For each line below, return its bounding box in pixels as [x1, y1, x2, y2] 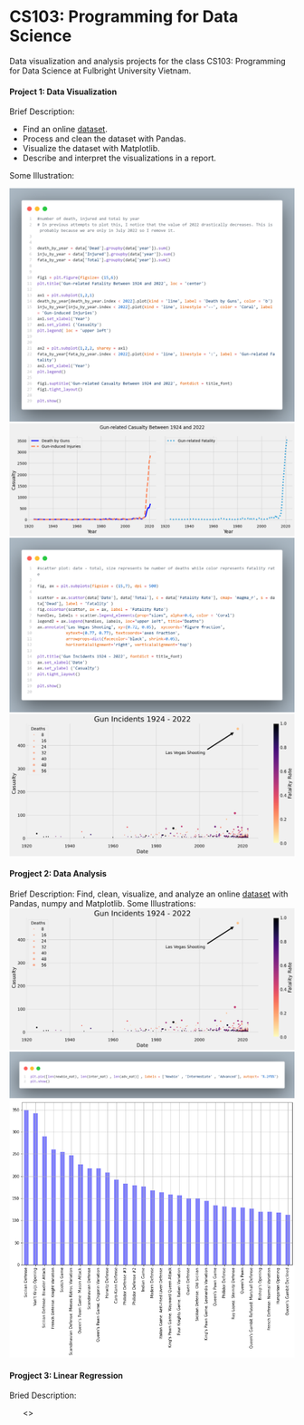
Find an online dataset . [22, 124, 109, 135]
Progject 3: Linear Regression [9, 1370, 124, 1381]
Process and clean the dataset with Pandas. [22, 133, 186, 144]
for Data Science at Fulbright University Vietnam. [9, 65, 192, 76]
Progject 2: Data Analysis [9, 868, 107, 879]
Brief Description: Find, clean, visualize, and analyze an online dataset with [9, 888, 289, 899]
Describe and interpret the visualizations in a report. [22, 152, 217, 164]
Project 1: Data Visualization [9, 86, 118, 97]
